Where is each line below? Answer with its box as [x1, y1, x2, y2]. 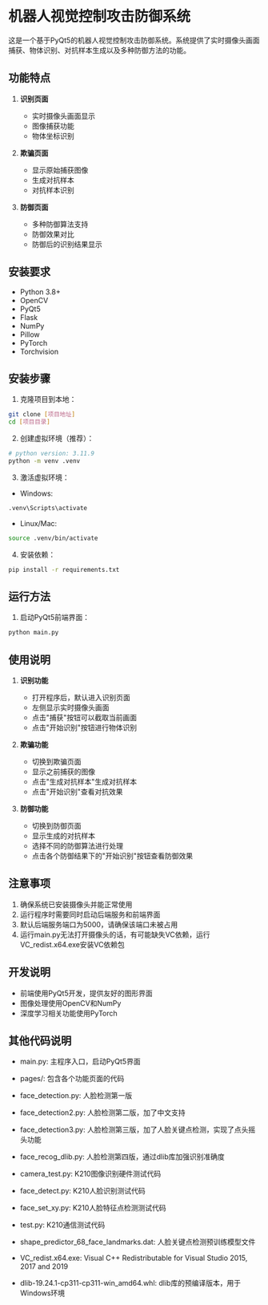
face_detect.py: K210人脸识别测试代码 [19, 1186, 146, 1196]
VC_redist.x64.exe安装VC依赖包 [19, 939, 126, 949]
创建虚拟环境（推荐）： [19, 434, 94, 444]
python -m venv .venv [8, 457, 81, 465]
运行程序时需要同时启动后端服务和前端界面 [19, 910, 161, 919]
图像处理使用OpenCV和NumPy [19, 998, 122, 1007]
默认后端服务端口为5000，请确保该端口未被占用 [19, 919, 178, 929]
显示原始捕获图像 [31, 165, 89, 175]
